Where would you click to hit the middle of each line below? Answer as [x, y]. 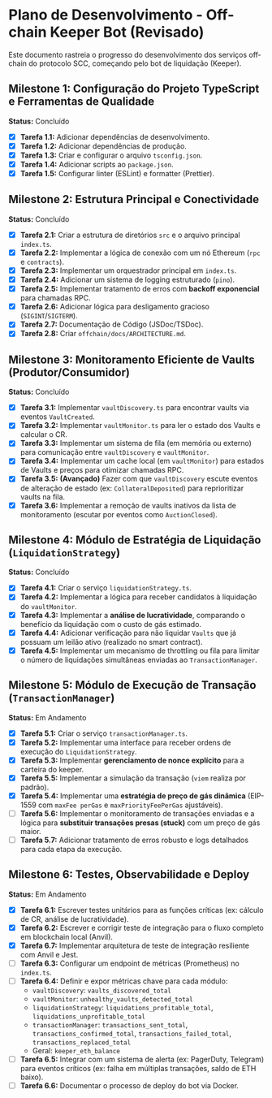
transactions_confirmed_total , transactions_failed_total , [132, 1034]
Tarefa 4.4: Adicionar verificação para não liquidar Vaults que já [128, 633]
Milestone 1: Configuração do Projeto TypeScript [134, 89]
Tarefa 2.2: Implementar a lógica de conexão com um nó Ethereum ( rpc [140, 253]
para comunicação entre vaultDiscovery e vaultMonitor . [114, 452]
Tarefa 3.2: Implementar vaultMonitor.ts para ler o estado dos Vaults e [140, 426]
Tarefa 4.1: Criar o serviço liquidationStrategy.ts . [106, 588]
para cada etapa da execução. [71, 849]
